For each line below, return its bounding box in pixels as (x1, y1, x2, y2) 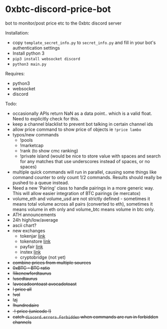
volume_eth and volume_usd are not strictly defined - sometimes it (12, 196, 150, 202)
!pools (20, 137, 33, 143)
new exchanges (12, 227, 46, 234)
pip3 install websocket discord (12, 56, 80, 61)
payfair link (20, 243, 44, 249)
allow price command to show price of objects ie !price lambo (12, 126, 141, 132)
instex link (20, 249, 41, 255)
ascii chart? (12, 222, 37, 228)
